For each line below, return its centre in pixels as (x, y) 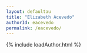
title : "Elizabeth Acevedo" (41, 17)
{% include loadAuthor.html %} (43, 45)
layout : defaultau (29, 11)
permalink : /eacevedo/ (34, 28)
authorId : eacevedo (30, 22)
